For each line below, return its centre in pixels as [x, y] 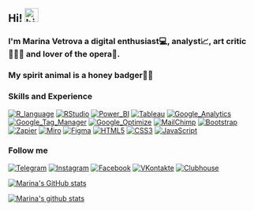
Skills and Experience [50, 97]
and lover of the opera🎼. [73, 54]
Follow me [28, 150]
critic [236, 42]
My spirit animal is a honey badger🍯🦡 [81, 76]
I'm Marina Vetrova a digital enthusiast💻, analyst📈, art [116, 42]
